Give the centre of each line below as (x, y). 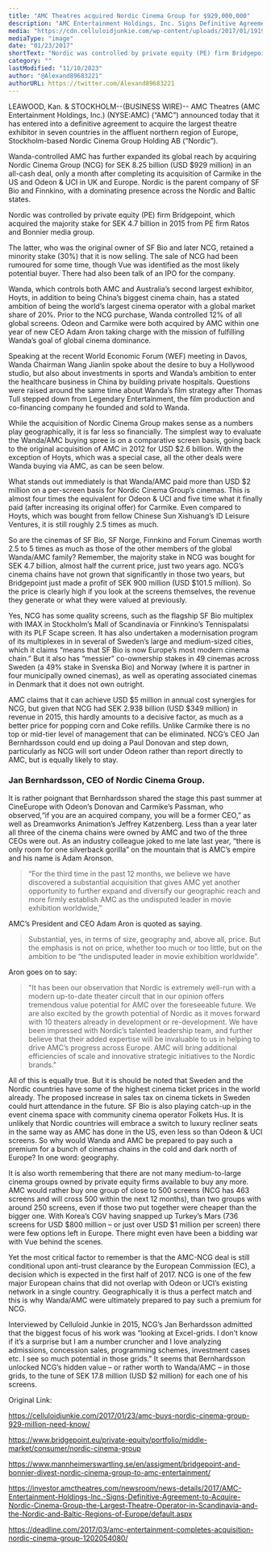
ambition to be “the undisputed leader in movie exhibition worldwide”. (144, 956)
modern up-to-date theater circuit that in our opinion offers (126, 996)
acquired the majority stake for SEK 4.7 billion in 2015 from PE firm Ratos (129, 223)
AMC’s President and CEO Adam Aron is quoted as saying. (105, 924)
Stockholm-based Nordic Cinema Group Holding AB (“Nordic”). (113, 140)
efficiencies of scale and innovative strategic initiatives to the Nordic (142, 1056)
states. (19, 199)
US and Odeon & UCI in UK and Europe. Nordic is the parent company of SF (134, 181)
